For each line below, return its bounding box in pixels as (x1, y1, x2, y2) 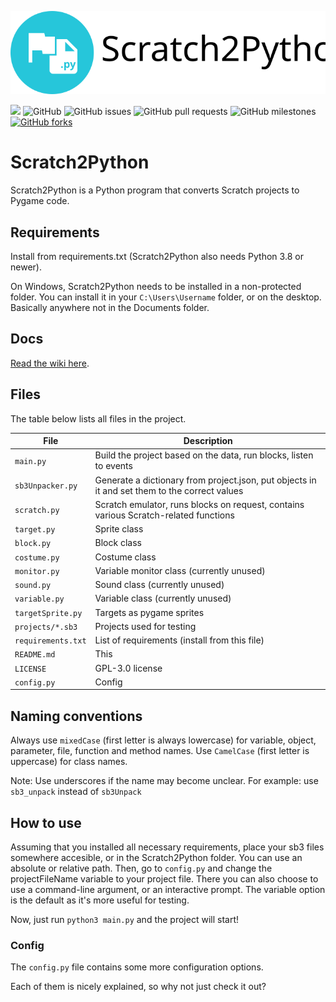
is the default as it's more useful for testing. (10, 894, 190, 906)
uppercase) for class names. (10, 756, 128, 768)
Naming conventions (10, 707, 143, 725)
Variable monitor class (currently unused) (94, 564, 266, 576)
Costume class (94, 551, 157, 563)
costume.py (14, 552, 60, 563)
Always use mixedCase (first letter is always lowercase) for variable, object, (10, 734, 317, 746)
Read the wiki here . (10, 357, 90, 369)
